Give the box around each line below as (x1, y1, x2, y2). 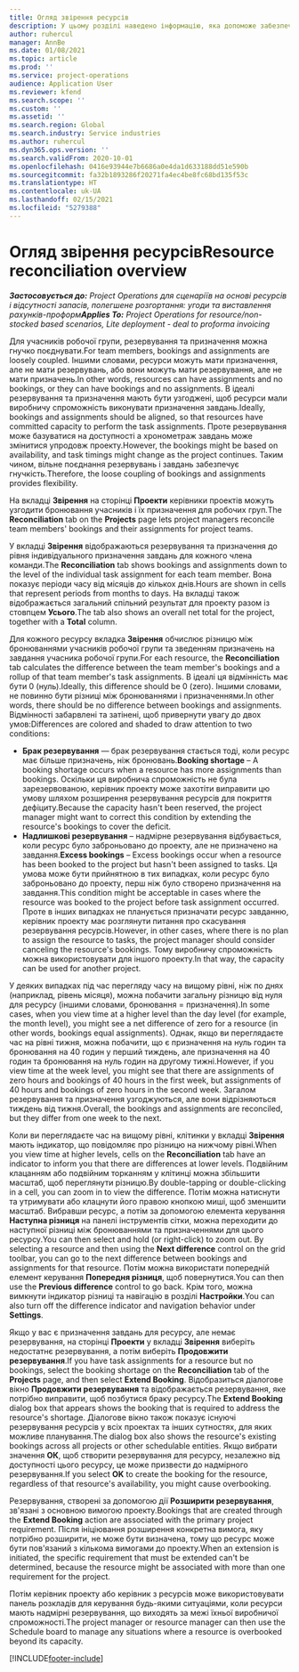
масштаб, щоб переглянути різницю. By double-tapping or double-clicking (9, 1177, 287, 1188)
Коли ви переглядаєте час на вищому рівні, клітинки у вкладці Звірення (9, 1130, 285, 1140)
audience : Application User (9, 79, 114, 88)
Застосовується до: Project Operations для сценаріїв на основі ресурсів (9, 290, 287, 301)
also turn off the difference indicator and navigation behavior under (9, 1300, 256, 1311)
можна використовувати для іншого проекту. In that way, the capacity (21, 954, 285, 964)
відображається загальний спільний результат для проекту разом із (9, 597, 270, 608)
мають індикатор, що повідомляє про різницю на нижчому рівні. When (9, 1139, 278, 1149)
